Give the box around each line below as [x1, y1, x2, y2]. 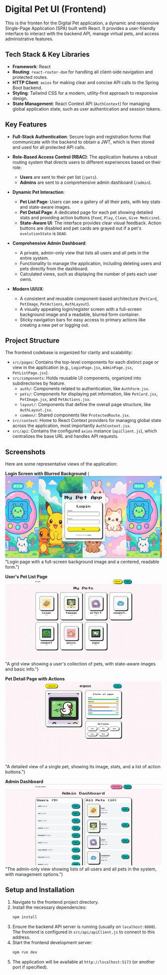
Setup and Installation [5, 886, 75, 894]
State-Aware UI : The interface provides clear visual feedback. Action [19, 220, 162, 226]
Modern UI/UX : [12, 285, 44, 292]
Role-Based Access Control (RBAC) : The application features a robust [12, 153, 158, 160]
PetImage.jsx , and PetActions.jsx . [19, 396, 91, 402]
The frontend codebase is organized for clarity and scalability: [5, 350, 133, 356]
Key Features [5, 121, 47, 129]
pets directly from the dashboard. [19, 266, 88, 272]
